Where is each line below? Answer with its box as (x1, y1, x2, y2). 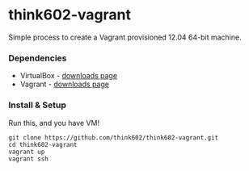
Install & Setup (8, 99, 67, 111)
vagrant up (8, 148, 45, 156)
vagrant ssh (8, 155, 49, 163)
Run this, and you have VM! (8, 118, 99, 127)
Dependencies (8, 52, 67, 64)
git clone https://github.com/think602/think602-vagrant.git (8, 133, 219, 142)
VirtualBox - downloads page (19, 71, 118, 81)
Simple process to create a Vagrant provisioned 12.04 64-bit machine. (8, 32, 242, 42)
